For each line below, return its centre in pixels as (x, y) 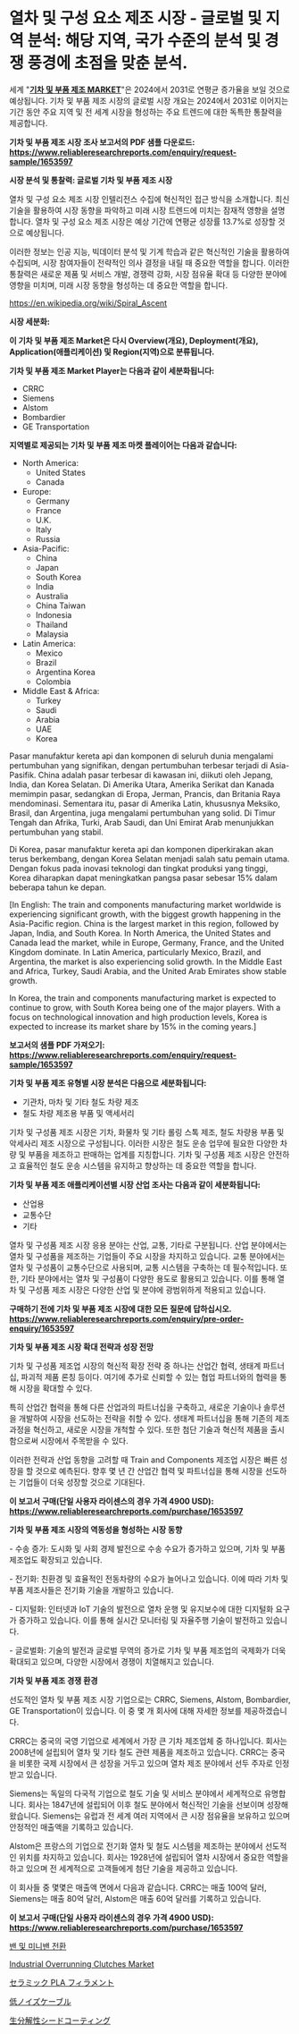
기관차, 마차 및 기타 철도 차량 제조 (80, 1102)
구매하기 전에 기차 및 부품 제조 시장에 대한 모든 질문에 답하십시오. (120, 1309)
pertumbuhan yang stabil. (57, 832)
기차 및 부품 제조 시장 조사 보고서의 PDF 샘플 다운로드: (102, 142)
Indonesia (54, 614)
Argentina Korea (65, 672)
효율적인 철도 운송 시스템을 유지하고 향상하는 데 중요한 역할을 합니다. (137, 1165)
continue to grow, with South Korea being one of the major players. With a (145, 1007)
